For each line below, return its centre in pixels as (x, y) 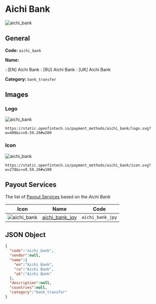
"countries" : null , (29, 288)
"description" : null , (31, 283)
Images (17, 95)
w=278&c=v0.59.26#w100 (28, 169)
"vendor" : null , (25, 255)
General (18, 38)
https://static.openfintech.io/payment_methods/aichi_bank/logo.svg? (78, 129)
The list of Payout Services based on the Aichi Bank (58, 197)
